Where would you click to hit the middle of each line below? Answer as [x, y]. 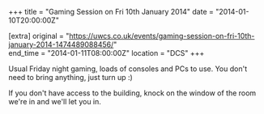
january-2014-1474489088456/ [61, 44]
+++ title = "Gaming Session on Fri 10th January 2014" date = [111, 12]
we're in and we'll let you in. [55, 101]
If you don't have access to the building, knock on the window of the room [132, 93]
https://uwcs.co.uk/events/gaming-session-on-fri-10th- [162, 36]
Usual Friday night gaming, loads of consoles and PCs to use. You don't [128, 69]
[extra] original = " [39, 36]
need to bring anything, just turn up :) [71, 77]
